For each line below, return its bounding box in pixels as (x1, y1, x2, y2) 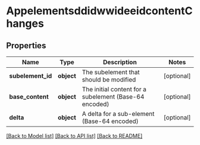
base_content (9, 93, 49, 100)
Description (103, 58, 137, 66)
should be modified (82, 75, 136, 84)
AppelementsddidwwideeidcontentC (6, 4, 193, 18)
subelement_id (9, 72, 52, 80)
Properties (6, 40, 46, 51)
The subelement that (82, 68, 140, 76)
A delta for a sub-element (82, 110, 155, 118)
